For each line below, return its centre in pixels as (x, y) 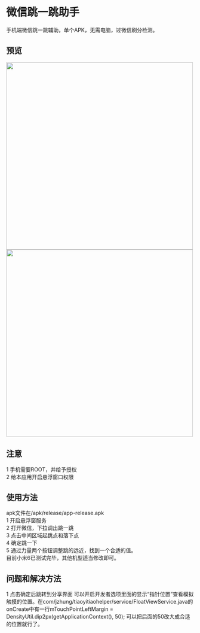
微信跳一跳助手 (43, 12)
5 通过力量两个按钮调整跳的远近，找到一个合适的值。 (71, 550)
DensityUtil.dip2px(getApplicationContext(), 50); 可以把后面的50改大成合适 (98, 617)
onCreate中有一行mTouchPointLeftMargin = (60, 609)
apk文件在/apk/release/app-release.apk (55, 513)
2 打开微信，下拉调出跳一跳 (40, 528)
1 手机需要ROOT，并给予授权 (41, 469)
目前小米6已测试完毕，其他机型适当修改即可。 (63, 558)
